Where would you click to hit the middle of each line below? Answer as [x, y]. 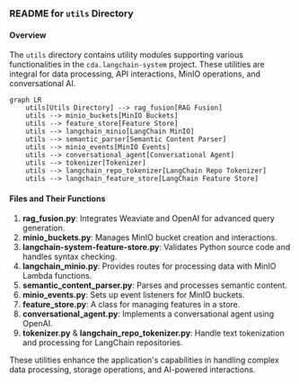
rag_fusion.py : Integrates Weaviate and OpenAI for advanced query [149, 219]
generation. [44, 228]
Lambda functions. [57, 276]
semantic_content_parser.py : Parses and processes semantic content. [154, 285]
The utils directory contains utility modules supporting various [127, 55]
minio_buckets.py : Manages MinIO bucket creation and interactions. [150, 237]
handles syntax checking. [70, 257]
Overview [28, 35]
